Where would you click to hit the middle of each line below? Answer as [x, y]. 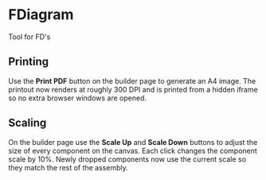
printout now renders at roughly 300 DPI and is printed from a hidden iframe [133, 89]
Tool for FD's [29, 37]
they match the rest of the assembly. [68, 167]
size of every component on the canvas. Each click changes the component [133, 151]
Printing [29, 62]
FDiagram [41, 15]
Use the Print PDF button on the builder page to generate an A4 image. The [132, 80]
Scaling [27, 123]
